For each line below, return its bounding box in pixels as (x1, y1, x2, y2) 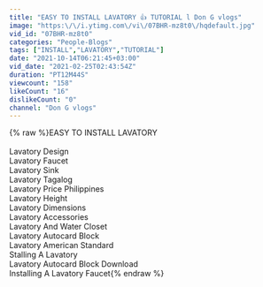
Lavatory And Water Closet (9, 222, 108, 232)
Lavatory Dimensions (9, 202, 87, 213)
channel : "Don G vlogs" (9, 103, 97, 112)
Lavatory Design (9, 147, 69, 157)
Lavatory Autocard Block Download (9, 259, 139, 269)
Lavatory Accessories (9, 212, 89, 223)
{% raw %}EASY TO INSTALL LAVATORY (9, 127, 158, 138)
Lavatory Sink (9, 165, 59, 176)
